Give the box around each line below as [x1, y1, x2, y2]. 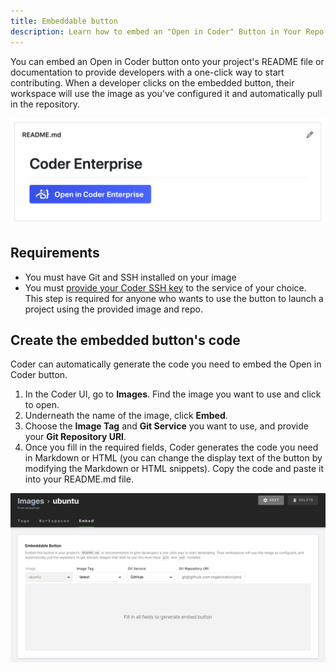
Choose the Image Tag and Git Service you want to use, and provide [24, 420, 309, 432]
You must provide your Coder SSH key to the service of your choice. [24, 281, 307, 294]
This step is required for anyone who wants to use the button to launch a [24, 292, 324, 304]
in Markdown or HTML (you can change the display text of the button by [24, 452, 323, 464]
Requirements [10, 245, 100, 262]
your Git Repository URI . [24, 431, 127, 443]
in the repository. [10, 98, 81, 110]
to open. [24, 399, 60, 411]
